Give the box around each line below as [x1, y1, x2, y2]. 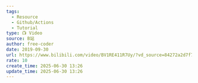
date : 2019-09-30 [6, 47, 49, 53]
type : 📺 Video [6, 30, 42, 36]
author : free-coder [6, 41, 54, 47]
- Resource [11, 14, 38, 20]
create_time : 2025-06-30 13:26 [6, 63, 83, 69]
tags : [6, 8, 19, 15]
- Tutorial [11, 25, 38, 31]
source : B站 [6, 36, 35, 41]
